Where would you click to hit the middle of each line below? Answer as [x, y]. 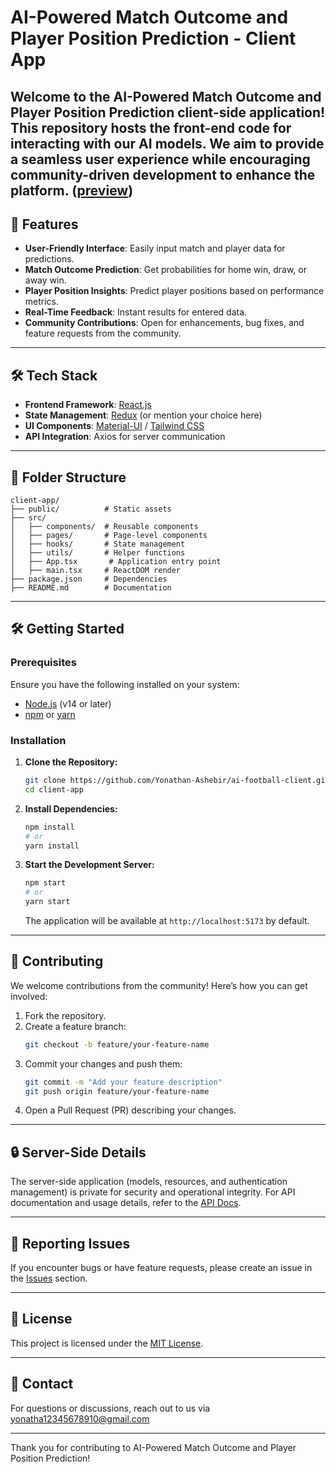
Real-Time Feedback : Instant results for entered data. [136, 312]
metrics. [42, 302]
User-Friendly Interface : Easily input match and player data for [155, 248]
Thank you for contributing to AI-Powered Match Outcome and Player [153, 1447]
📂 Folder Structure [68, 477]
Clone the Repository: [71, 762]
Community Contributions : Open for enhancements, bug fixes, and [164, 323]
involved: [29, 996]
